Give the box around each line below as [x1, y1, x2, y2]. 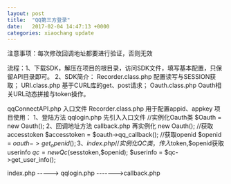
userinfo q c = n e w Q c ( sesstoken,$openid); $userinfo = [7, 148, 163, 156]
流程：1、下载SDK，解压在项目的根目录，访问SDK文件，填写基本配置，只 [7, 64, 216, 73]
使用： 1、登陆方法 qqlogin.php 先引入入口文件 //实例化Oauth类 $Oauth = [12, 113, 222, 122]
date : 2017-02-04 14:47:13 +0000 [7, 23, 110, 30]
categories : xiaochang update [7, 29, 95, 37]
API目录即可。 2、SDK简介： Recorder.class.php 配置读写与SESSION [12, 73, 210, 81]
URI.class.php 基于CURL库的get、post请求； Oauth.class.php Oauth [20, 81, 216, 90]
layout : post [7, 10, 45, 17]
